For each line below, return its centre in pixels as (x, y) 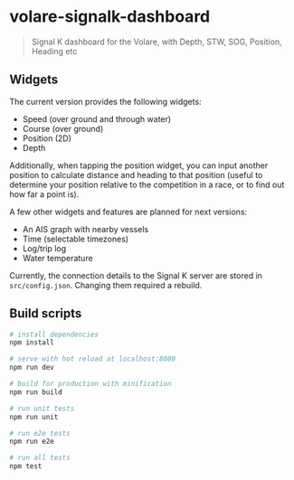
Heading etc (54, 51)
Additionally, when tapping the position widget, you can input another (139, 165)
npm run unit (34, 417)
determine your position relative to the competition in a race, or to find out (147, 184)
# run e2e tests (40, 433)
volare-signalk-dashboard (110, 17)
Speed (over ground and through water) (97, 118)
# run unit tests (42, 409)
